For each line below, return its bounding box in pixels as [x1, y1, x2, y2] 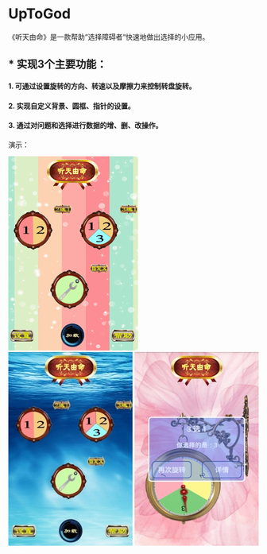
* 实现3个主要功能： [8, 57, 107, 72]
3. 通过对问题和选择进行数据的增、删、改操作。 [8, 121, 163, 130]
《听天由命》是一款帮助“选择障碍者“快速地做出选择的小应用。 [8, 32, 210, 41]
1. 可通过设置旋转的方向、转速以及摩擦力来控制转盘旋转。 [8, 81, 196, 91]
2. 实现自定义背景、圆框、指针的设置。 [8, 101, 135, 110]
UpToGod [8, 5, 72, 23]
